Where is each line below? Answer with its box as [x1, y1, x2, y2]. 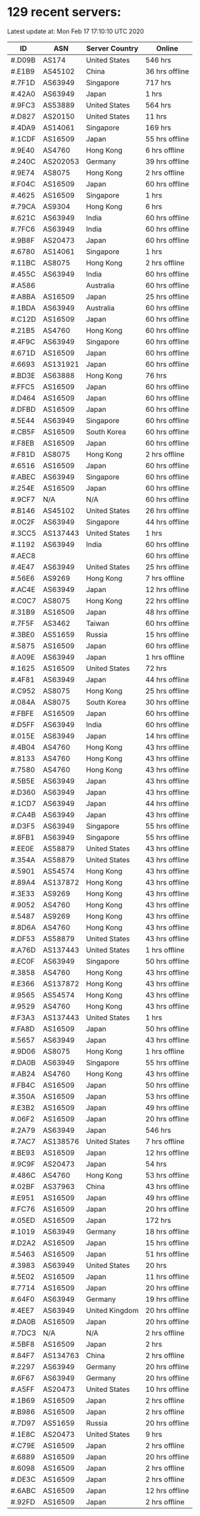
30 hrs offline [145, 697, 190, 707]
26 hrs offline [145, 505, 190, 515]
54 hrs [145, 1159, 167, 1169]
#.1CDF [10, 134, 36, 143]
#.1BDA [10, 303, 36, 313]
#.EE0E [10, 844, 35, 853]
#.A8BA [10, 292, 36, 302]
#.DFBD [10, 404, 36, 414]
